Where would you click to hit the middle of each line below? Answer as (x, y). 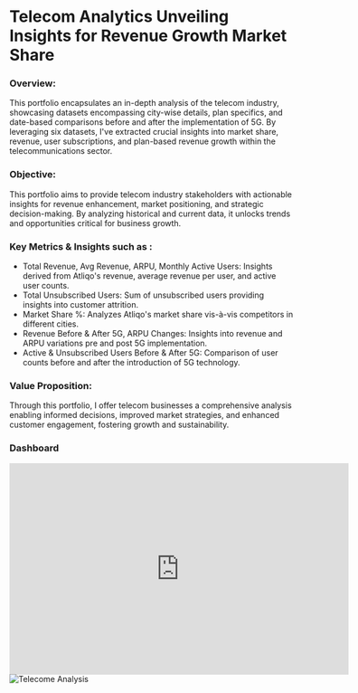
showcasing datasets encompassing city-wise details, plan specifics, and (146, 113)
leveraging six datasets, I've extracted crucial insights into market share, (144, 132)
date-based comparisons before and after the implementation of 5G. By (143, 122)
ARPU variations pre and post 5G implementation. (115, 343)
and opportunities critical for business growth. (95, 223)
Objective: (33, 175)
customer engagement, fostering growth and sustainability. (119, 425)
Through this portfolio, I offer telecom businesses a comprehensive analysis (151, 405)
